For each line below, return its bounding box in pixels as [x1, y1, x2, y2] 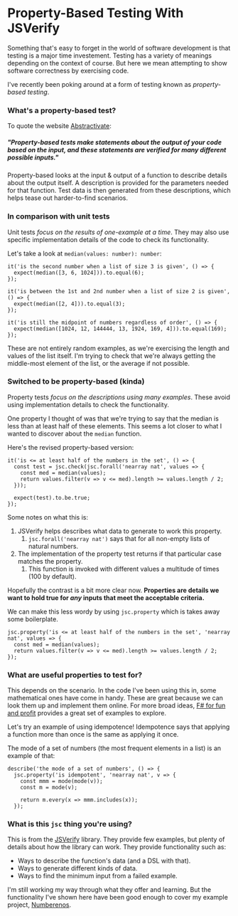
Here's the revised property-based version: [7, 443, 134, 451]
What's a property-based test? [7, 105, 117, 115]
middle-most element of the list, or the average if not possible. [7, 359, 190, 367]
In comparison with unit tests [7, 211, 110, 221]
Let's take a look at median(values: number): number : [7, 249, 162, 258]
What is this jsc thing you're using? [7, 819, 133, 829]
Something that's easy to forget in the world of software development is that [7, 43, 231, 52]
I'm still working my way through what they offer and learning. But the [7, 885, 212, 894]
